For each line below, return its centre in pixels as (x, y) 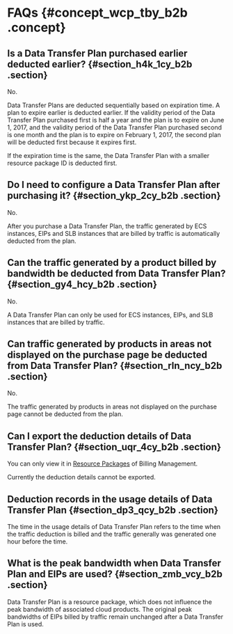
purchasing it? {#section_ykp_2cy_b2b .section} (114, 196)
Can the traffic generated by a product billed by (112, 263)
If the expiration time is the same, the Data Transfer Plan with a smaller (109, 156)
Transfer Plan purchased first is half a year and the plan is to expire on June (116, 120)
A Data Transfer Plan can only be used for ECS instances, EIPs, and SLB (110, 315)
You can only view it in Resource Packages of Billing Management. (103, 463)
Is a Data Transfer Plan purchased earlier (97, 53)
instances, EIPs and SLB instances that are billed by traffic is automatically (114, 233)
